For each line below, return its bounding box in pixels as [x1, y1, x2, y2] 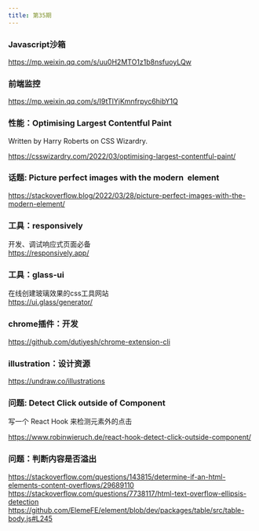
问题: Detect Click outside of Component [8, 397, 166, 408]
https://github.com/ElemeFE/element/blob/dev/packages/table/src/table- [8, 505, 245, 515]
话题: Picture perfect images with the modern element [8, 172, 220, 183]
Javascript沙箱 [8, 38, 66, 49]
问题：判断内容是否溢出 [8, 453, 97, 464]
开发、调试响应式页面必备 [8, 240, 91, 249]
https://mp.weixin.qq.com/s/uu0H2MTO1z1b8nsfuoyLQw [8, 57, 192, 67]
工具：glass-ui [8, 269, 64, 280]
